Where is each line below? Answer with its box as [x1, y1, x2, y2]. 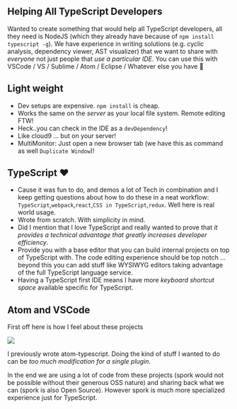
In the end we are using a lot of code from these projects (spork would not [7, 371, 224, 379]
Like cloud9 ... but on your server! [17, 131, 117, 140]
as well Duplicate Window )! [17, 146, 95, 155]
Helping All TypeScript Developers [7, 6, 163, 18]
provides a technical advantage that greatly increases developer [17, 231, 207, 239]
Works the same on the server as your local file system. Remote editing [17, 109, 226, 117]
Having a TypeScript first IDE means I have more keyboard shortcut [17, 276, 214, 284]
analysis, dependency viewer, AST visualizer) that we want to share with [7, 47, 218, 55]
